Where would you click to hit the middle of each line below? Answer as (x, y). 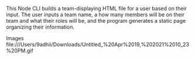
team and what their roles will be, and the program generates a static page (96, 21)
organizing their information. (40, 27)
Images (15, 38)
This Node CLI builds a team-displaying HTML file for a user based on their (97, 8)
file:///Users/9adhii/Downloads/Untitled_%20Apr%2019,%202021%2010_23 (97, 44)
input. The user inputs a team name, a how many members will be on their (95, 15)
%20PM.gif (20, 51)
